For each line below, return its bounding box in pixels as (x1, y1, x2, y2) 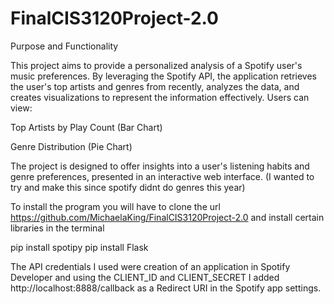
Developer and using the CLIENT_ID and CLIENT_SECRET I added (10, 271, 280, 283)
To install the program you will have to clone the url (10, 200, 221, 212)
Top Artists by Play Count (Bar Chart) (10, 121, 163, 133)
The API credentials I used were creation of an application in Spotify (10, 260, 291, 272)
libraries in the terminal (10, 222, 105, 234)
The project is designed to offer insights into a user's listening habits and (10, 160, 310, 172)
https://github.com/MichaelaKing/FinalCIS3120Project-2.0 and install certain (10, 211, 325, 223)
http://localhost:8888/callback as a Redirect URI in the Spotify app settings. (10, 282, 322, 294)
